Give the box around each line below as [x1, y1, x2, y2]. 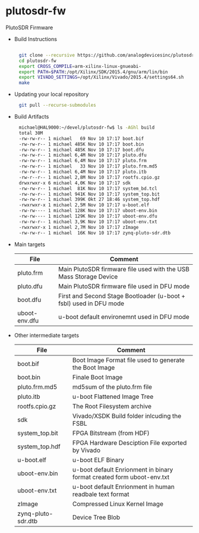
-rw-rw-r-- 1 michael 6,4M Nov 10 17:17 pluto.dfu [18, 152, 147, 159]
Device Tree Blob [72, 513, 121, 521]
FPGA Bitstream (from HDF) [72, 429, 150, 437]
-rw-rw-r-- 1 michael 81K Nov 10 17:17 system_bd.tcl [18, 185, 158, 191]
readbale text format [72, 490, 129, 498]
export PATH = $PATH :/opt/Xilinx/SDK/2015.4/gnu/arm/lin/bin [18, 69, 168, 75]
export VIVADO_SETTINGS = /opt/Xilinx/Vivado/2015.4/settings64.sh [18, 75, 184, 80]
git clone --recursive [18, 52, 75, 58]
